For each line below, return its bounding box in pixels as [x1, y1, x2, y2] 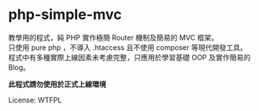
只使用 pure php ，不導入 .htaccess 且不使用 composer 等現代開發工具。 [8, 42, 248, 52]
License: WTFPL [8, 95, 62, 105]
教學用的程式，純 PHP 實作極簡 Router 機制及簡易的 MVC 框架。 [8, 33, 219, 42]
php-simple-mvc [8, 6, 122, 24]
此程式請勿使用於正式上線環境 [8, 79, 106, 89]
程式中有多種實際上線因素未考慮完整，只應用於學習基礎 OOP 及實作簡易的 [8, 52, 251, 62]
